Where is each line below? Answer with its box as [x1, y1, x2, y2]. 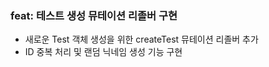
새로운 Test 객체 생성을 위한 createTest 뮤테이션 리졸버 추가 [24, 33, 259, 46]
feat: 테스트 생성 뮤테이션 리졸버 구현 [10, 8, 178, 22]
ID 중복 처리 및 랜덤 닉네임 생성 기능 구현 [24, 46, 183, 58]
